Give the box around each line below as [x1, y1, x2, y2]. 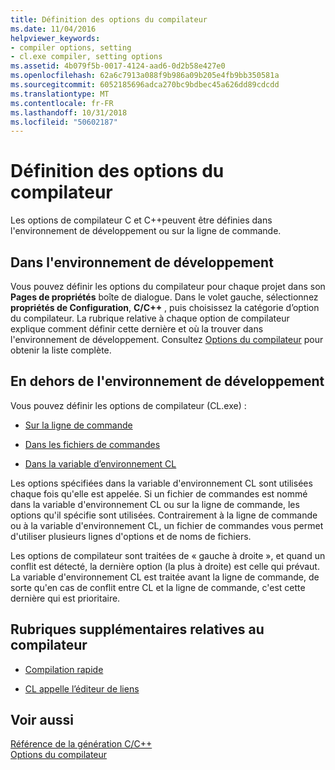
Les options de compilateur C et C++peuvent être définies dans [10, 214, 273, 226]
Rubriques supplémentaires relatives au [10, 621, 265, 638]
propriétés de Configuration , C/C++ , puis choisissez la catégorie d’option [10, 302, 320, 313]
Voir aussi [10, 712, 74, 729]
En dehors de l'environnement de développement [10, 373, 325, 390]
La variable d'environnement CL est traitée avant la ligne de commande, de [10, 571, 320, 583]
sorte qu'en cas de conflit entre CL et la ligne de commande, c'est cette [10, 581, 306, 593]
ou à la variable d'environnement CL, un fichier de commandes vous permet [10, 519, 324, 531]
